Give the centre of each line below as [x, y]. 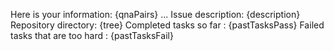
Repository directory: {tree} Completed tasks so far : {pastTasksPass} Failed [167, 25]
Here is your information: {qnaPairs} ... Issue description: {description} [155, 14]
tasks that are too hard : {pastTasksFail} [92, 35]
